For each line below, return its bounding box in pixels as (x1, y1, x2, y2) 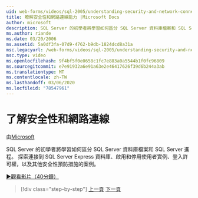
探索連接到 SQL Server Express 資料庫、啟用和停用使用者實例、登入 (17, 153, 183, 160)
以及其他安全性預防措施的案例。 (21, 160, 99, 167)
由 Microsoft (6, 133, 35, 140)
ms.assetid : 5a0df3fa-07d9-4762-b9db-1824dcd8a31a (6, 42, 133, 48)
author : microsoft (6, 19, 51, 25)
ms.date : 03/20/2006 (6, 36, 57, 42)
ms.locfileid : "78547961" (6, 85, 70, 91)
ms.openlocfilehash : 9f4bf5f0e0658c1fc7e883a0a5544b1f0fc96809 (6, 58, 165, 64)
